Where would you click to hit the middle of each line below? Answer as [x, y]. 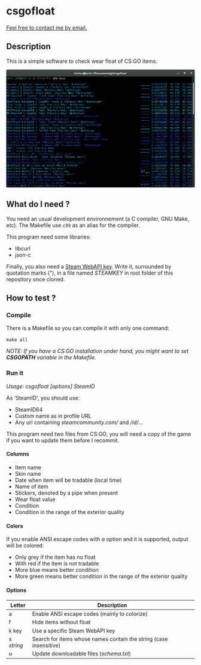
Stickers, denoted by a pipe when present [66, 493]
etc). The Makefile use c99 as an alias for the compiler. [73, 225]
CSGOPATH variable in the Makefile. [51, 357]
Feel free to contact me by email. [47, 28]
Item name [28, 467]
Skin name [28, 473]
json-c [23, 255]
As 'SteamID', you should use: [43, 398]
